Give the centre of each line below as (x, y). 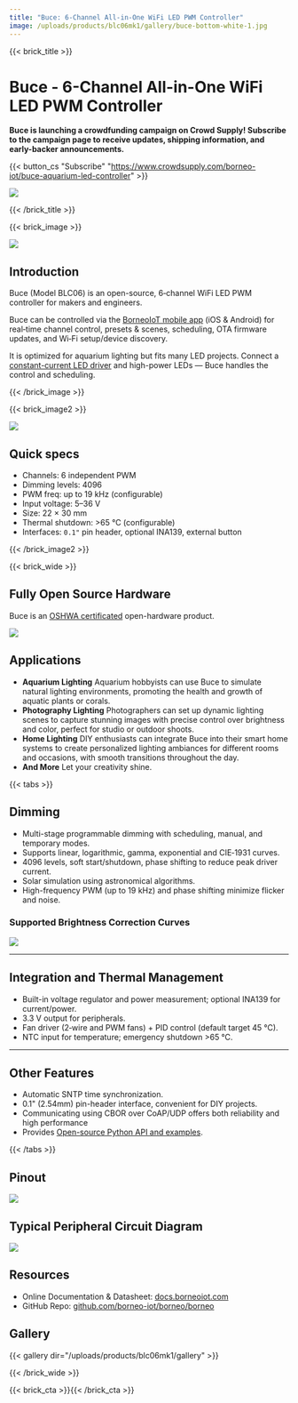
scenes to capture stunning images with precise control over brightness (153, 719)
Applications (45, 660)
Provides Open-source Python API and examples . (113, 1132)
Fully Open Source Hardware (90, 594)
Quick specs (44, 454)
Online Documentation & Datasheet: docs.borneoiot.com (125, 1296)
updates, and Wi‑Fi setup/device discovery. (89, 339)
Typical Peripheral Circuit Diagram (106, 1227)
